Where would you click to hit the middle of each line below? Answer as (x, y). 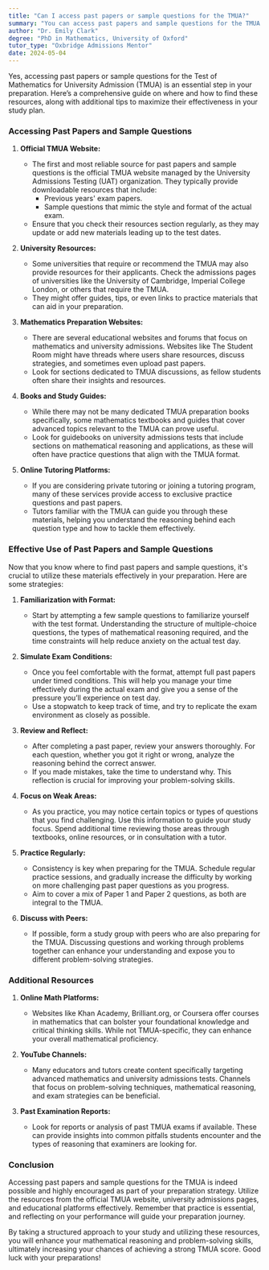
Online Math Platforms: (59, 997)
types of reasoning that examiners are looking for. (114, 1144)
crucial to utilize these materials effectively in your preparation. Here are (128, 575)
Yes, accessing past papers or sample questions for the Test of (113, 76)
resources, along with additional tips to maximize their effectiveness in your (133, 102)
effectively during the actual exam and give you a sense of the (135, 689)
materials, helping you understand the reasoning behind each (133, 520)
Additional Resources (51, 980)
